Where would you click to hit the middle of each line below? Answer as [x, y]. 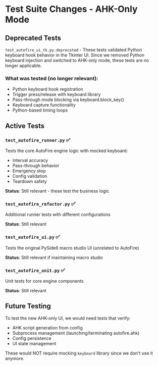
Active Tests [25, 126]
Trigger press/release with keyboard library [56, 95]
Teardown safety [29, 181]
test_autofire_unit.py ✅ [35, 270]
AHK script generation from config [48, 327]
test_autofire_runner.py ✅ [38, 140]
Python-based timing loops [40, 110]
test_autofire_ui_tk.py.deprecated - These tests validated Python [74, 50]
